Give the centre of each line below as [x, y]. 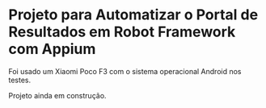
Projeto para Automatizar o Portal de [133, 15]
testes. [20, 80]
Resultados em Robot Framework [122, 32]
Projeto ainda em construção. [57, 95]
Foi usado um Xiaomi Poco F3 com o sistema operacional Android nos [125, 71]
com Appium [52, 49]
